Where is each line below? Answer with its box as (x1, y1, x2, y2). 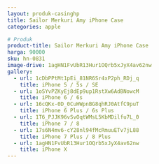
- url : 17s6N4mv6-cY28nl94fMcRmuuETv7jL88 (13, 126, 139, 133)
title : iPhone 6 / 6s (20, 94, 83, 101)
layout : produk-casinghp (7, 10, 80, 17)
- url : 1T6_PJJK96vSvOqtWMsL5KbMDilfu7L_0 (13, 114, 139, 121)
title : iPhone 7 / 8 (20, 120, 80, 127)
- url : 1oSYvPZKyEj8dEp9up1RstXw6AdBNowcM (13, 88, 139, 95)
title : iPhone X (20, 146, 68, 154)
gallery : (7, 68, 33, 75)
